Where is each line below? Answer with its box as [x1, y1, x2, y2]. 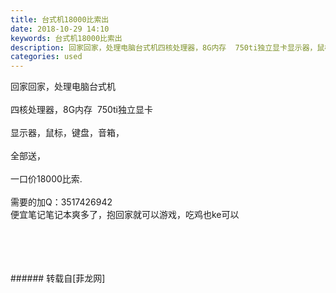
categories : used [10, 52, 83, 62]
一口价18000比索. [10, 173, 83, 185]
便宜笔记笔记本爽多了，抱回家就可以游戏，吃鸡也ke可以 [10, 209, 240, 221]
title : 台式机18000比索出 [10, 14, 110, 25]
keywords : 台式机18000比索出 [10, 33, 123, 43]
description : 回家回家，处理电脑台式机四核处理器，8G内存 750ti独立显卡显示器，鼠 [10, 42, 325, 53]
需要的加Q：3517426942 [10, 196, 113, 208]
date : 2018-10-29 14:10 [10, 24, 110, 34]
